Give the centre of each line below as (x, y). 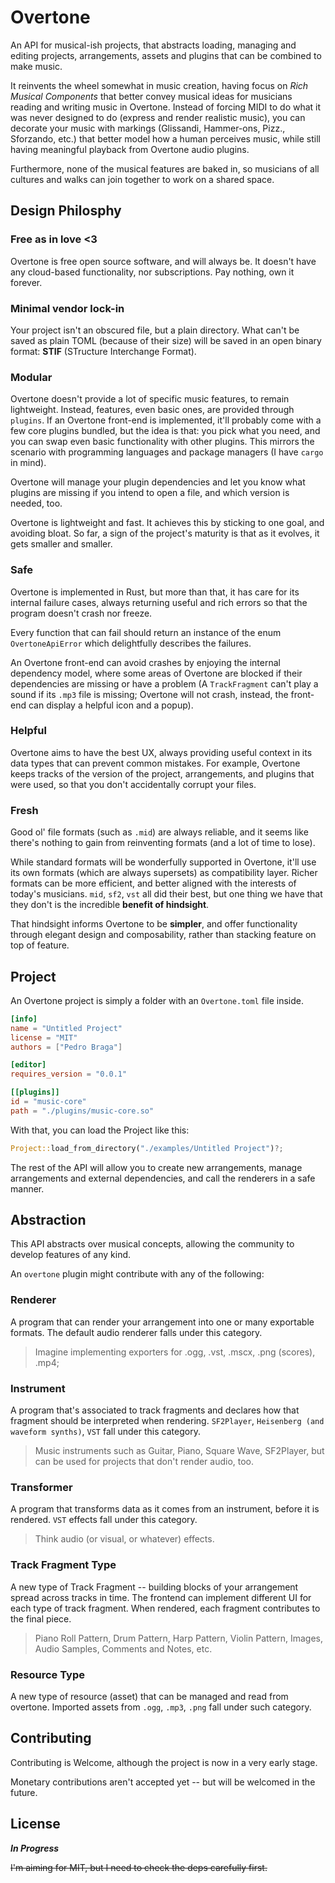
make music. (36, 66)
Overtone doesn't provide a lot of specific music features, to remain (150, 399)
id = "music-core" (48, 1102)
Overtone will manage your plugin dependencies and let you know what (158, 482)
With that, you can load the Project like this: (100, 1130)
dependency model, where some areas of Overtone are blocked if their (156, 673)
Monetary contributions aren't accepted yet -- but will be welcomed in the (163, 1782)
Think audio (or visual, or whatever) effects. (124, 1539)
